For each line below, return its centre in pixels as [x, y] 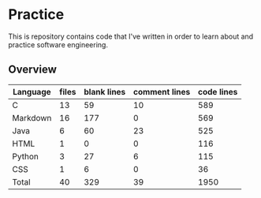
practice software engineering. [58, 44]
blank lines [105, 92]
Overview [33, 70]
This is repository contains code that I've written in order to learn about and [131, 36]
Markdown [32, 118]
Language [32, 92]
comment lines [162, 92]
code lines [218, 92]
